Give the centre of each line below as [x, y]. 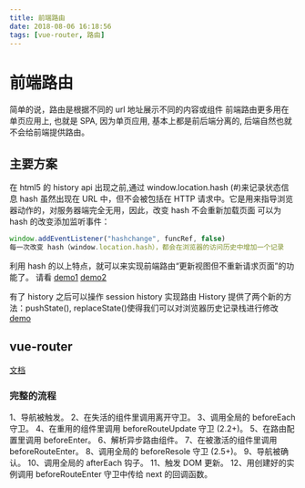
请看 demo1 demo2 [71, 277]
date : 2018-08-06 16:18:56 [61, 26]
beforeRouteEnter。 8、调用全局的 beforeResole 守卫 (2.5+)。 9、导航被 [145, 451]
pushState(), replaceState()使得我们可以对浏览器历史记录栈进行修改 [152, 308]
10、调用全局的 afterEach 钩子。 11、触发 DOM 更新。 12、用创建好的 [157, 463]
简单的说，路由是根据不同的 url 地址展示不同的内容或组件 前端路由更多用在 [149, 109]
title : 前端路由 [37, 18]
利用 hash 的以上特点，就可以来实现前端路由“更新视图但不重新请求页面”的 [148, 266]
